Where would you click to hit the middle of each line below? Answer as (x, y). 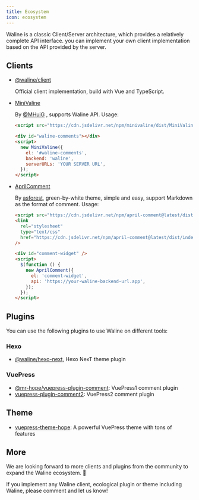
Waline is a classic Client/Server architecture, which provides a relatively (95, 34)
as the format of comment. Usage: (57, 204)
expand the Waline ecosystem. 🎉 (46, 473)
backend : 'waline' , (50, 159)
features (25, 433)
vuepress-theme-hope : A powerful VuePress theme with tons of (93, 427)
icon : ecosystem (26, 17)
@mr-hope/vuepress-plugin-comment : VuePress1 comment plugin (96, 387)
